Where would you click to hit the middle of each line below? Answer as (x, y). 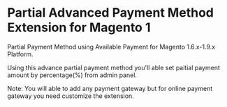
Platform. (20, 54)
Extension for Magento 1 (79, 27)
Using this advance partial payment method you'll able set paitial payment (113, 67)
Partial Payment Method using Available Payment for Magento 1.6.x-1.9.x (111, 47)
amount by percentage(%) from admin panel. (72, 75)
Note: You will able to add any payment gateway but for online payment (110, 88)
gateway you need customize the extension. (71, 96)
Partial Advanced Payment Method (111, 13)
